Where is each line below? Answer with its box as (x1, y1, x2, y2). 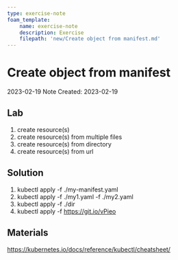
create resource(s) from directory (16, 140, 112, 148)
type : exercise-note (7, 10, 66, 17)
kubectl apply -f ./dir (16, 200, 75, 208)
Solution (7, 167, 44, 179)
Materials (7, 227, 49, 239)
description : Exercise (19, 29, 84, 36)
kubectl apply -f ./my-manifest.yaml (16, 185, 118, 194)
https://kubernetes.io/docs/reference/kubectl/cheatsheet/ (7, 245, 171, 253)
